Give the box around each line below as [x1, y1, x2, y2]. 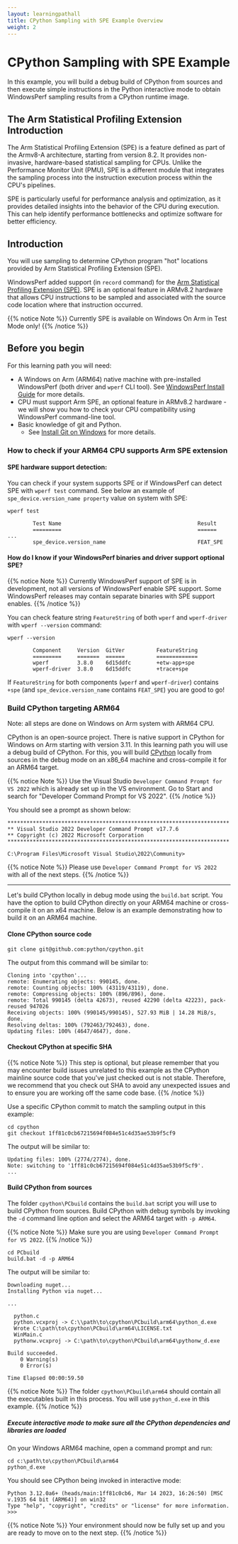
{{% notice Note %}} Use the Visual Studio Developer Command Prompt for [7, 777, 222, 785]
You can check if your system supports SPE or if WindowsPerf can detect [7, 478, 222, 487]
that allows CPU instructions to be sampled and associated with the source [7, 292, 226, 302]
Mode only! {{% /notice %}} [7, 321, 89, 330]
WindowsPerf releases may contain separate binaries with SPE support [7, 592, 215, 600]
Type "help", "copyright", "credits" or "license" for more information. [7, 1502, 230, 1509]
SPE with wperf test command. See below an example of [7, 486, 175, 495]
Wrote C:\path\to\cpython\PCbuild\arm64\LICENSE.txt [13, 1325, 173, 1332]
